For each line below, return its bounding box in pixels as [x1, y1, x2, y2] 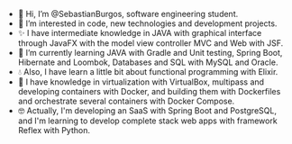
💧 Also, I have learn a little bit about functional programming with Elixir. [17, 67, 278, 76]
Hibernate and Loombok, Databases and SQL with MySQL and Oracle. [17, 57, 278, 67]
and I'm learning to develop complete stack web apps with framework [17, 115, 278, 126]
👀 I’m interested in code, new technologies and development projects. [17, 18, 278, 29]
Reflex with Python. [17, 125, 90, 135]
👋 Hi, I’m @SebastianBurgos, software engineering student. [17, 9, 239, 19]
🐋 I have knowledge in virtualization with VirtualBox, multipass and [17, 76, 264, 87]
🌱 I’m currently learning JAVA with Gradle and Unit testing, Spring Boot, [17, 48, 283, 58]
